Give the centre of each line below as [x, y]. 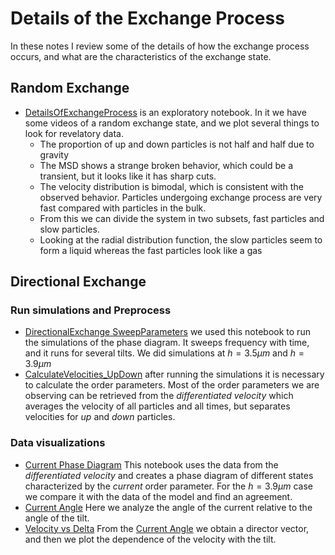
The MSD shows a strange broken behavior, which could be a [166, 165]
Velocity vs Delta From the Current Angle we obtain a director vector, [167, 528]
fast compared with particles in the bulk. [123, 208]
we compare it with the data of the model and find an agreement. [158, 496]
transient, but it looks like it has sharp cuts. [128, 176]
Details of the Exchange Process [147, 18]
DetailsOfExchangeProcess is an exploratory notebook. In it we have [165, 112]
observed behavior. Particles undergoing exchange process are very [181, 197]
